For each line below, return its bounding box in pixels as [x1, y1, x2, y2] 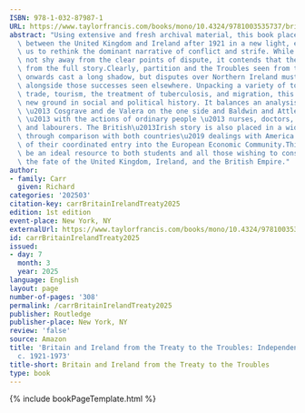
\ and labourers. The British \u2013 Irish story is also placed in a [17, 124, 282, 133]
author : [9, 166, 39, 175]
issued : [9, 242, 39, 251]
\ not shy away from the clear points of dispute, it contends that [17, 55, 282, 65]
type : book [9, 368, 51, 378]
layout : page [9, 284, 59, 293]
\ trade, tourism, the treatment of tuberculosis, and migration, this [17, 89, 295, 98]
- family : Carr [9, 174, 67, 183]
